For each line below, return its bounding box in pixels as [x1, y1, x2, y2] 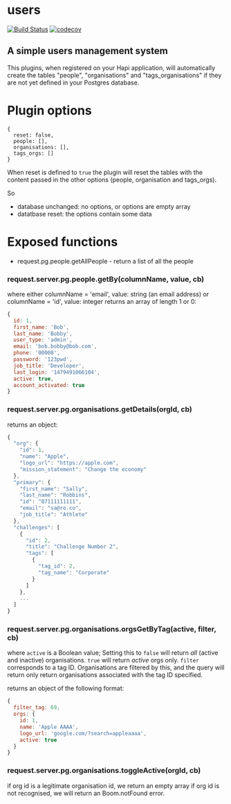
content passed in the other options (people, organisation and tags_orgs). [7, 176, 216, 184]
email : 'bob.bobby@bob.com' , [13, 343, 98, 350]
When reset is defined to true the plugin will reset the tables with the [7, 168, 203, 176]
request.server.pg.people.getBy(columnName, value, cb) [7, 274, 205, 284]
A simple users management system [7, 45, 168, 57]
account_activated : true [13, 382, 85, 388]
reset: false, [13, 131, 54, 139]
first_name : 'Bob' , [13, 323, 70, 331]
